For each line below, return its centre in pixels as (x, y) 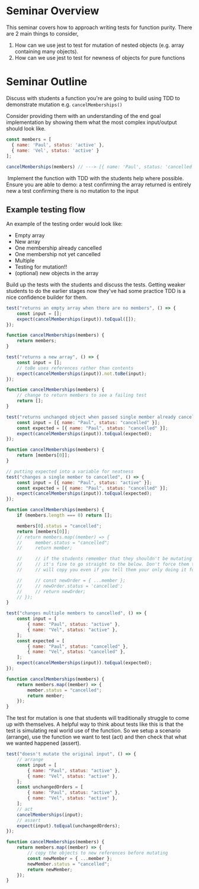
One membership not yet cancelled (57, 254)
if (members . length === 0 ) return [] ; (65, 515)
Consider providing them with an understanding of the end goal (84, 116)
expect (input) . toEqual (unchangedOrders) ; (68, 826)
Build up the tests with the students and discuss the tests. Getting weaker (96, 284)
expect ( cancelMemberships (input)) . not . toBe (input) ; (82, 374)
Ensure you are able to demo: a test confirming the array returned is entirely (99, 184)
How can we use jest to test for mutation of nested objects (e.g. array (99, 45)
